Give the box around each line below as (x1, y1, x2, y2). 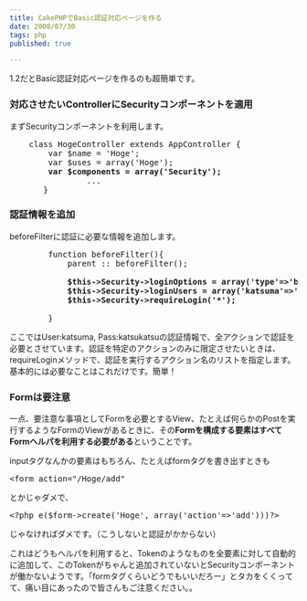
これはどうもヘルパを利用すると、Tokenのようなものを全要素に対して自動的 (9, 548, 297, 559)
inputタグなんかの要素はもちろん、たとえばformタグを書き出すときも (9, 456, 271, 467)
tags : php (9, 30, 48, 39)
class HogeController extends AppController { (28, 139, 241, 149)
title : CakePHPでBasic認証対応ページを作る (9, 13, 163, 23)
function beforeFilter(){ (48, 248, 164, 259)
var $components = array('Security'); (48, 166, 222, 176)
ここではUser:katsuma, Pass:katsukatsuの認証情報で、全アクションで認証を (9, 331, 295, 343)
